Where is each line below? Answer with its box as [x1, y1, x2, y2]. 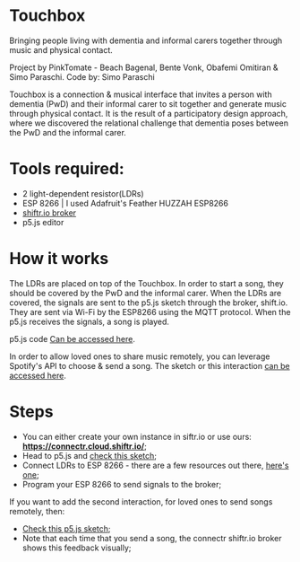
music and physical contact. [9, 44, 114, 55]
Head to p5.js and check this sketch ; [21, 450, 158, 461]
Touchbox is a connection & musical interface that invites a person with [9, 89, 272, 100]
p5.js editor [21, 216, 64, 227]
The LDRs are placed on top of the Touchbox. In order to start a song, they [9, 277, 284, 288]
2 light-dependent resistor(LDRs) [21, 188, 145, 198]
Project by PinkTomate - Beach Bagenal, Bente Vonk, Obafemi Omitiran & [9, 62, 279, 73]
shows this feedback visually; [21, 542, 132, 553]
